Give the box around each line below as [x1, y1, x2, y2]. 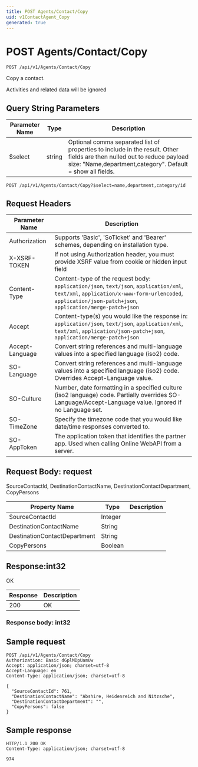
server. [54, 447, 74, 455]
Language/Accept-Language [54, 398, 136, 406]
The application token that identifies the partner [54, 432, 187, 440]
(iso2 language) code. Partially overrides [54, 391, 167, 399]
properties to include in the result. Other [68, 146, 179, 154]
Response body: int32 [6, 619, 71, 627]
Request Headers [6, 199, 71, 209]
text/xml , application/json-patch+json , [54, 326, 165, 335]
